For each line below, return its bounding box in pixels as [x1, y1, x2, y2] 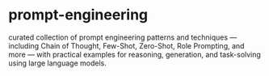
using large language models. [8, 58, 107, 68]
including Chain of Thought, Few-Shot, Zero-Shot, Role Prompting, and [8, 40, 245, 50]
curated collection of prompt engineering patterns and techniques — [8, 32, 237, 42]
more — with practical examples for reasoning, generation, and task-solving [8, 49, 261, 59]
